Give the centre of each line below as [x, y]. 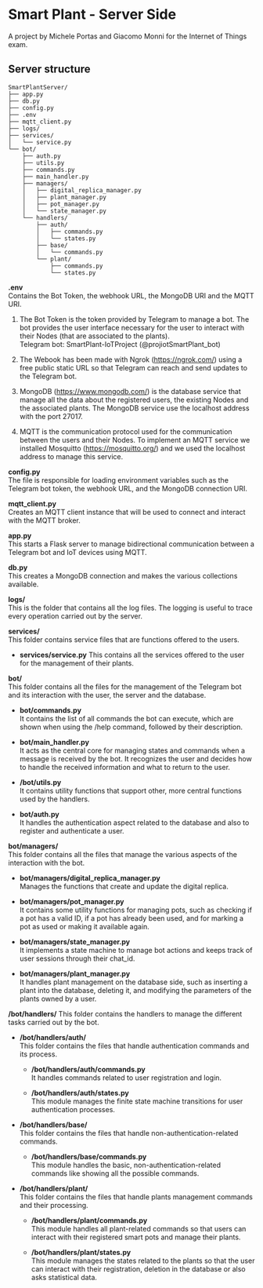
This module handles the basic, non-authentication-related [126, 1165]
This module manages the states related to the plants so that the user [143, 1261]
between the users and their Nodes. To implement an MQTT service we [135, 440]
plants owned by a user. [58, 998]
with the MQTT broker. [44, 520]
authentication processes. [73, 1109]
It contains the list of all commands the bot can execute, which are [126, 718]
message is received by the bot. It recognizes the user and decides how [135, 758]
